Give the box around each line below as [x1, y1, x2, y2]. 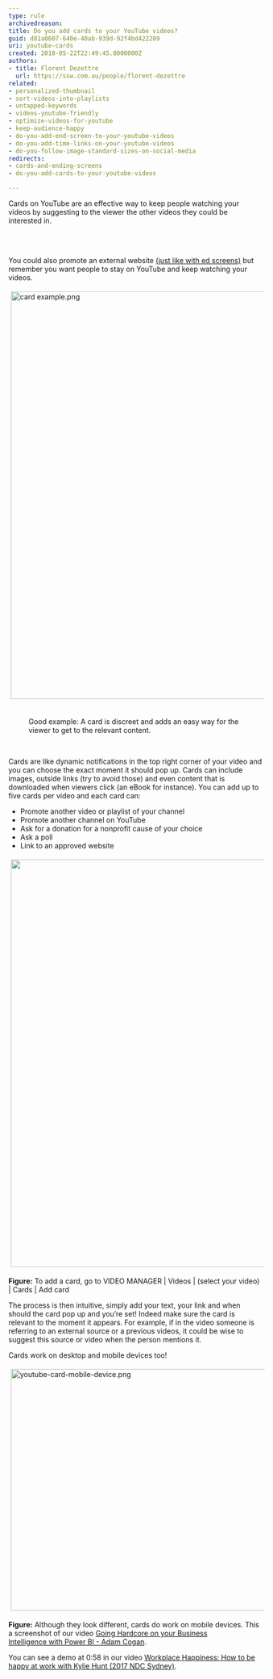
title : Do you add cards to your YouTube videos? [8, 27, 179, 35]
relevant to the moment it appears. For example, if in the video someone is [8, 1317, 255, 1327]
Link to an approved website [19, 841, 114, 850]
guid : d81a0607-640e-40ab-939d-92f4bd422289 [8, 34, 160, 43]
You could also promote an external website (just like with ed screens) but [8, 256, 254, 265]
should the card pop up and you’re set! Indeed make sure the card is [8, 1309, 235, 1318]
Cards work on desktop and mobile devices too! [8, 1350, 168, 1360]
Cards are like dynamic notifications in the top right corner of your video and [8, 756, 263, 766]
